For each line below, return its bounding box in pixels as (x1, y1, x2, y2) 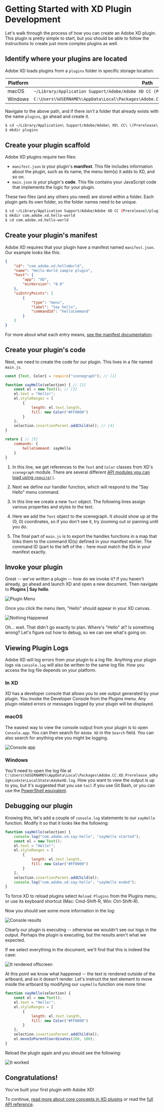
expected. (5, 937, 25, 943)
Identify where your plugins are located (5, 55, 127, 63)
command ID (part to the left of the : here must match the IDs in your (12, 543, 151, 550)
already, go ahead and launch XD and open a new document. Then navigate (5, 581, 158, 587)
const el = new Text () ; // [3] (14, 387, 78, 392)
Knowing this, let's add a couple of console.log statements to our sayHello (5, 815, 155, 821)
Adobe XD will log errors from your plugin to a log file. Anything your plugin (5, 657, 156, 663)
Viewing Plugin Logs (5, 644, 69, 652)
